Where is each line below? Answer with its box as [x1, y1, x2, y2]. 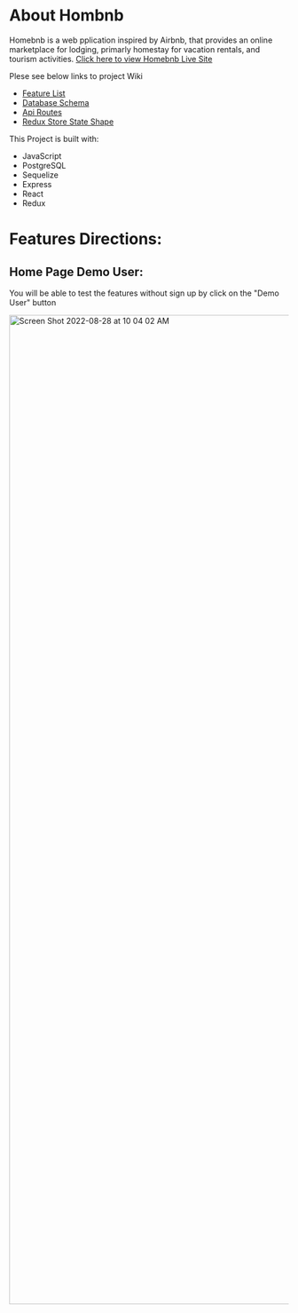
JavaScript [21, 150, 62, 161]
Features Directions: [9, 229, 162, 249]
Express [21, 178, 52, 189]
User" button [9, 297, 57, 307]
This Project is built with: [9, 133, 99, 144]
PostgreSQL [21, 160, 67, 170]
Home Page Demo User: [9, 264, 144, 280]
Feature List [21, 88, 66, 99]
